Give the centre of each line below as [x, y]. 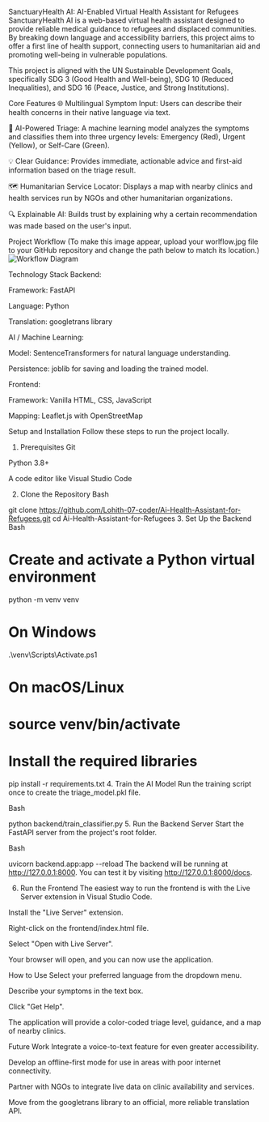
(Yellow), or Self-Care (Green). [59, 145]
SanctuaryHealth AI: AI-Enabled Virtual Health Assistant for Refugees [124, 12]
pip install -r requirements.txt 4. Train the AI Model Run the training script [130, 784]
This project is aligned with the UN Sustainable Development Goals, [121, 70]
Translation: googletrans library [61, 322]
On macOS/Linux [67, 687]
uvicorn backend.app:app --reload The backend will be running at [118, 864]
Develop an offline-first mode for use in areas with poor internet [115, 1062]
